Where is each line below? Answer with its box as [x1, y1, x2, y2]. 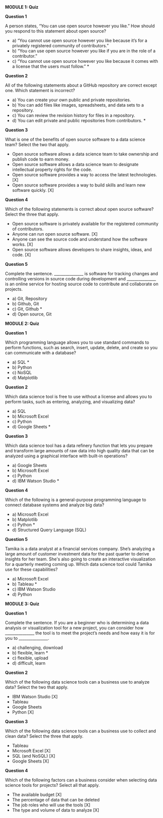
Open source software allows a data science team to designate [12, 162, 139, 167]
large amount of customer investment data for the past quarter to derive [5, 551, 149, 557]
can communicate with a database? [5, 350, 76, 355]
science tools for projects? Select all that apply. [5, 782, 100, 788]
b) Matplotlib [12, 517, 38, 522]
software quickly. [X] [12, 187, 54, 193]
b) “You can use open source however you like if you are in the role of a [12, 48, 156, 54]
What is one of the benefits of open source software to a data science [5, 136, 145, 142]
